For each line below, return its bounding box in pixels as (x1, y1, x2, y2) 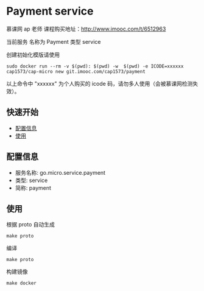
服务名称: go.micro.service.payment (15, 169, 105, 176)
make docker (6, 280, 37, 287)
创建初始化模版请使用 (6, 51, 60, 58)
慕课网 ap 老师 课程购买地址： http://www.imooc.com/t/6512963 (6, 25, 166, 32)
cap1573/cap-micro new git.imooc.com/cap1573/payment (6, 68, 146, 74)
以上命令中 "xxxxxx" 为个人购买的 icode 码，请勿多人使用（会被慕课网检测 (6, 80, 193, 87)
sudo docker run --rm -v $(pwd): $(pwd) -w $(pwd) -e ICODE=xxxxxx (6, 63, 184, 69)
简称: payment (15, 184, 52, 191)
